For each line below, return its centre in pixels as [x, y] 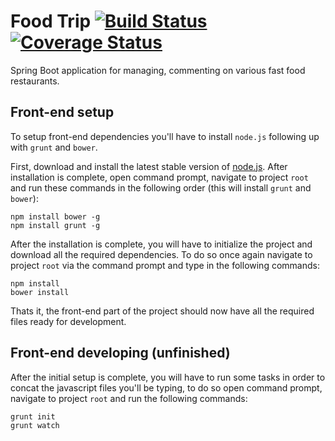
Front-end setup [62, 112]
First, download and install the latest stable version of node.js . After [149, 166]
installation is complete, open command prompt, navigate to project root [159, 177]
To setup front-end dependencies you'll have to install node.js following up [165, 136]
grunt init [33, 416]
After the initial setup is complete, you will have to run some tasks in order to [168, 377]
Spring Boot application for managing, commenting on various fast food [158, 70]
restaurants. [35, 81]
